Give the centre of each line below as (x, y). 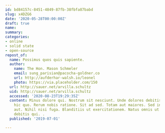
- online (14, 42)
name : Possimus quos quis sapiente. (47, 60)
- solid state (20, 46)
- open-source (20, 50)
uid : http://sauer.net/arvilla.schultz (50, 91)
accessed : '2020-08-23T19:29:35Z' (45, 96)
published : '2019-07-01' (35, 119)
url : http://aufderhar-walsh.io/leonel (55, 78)
